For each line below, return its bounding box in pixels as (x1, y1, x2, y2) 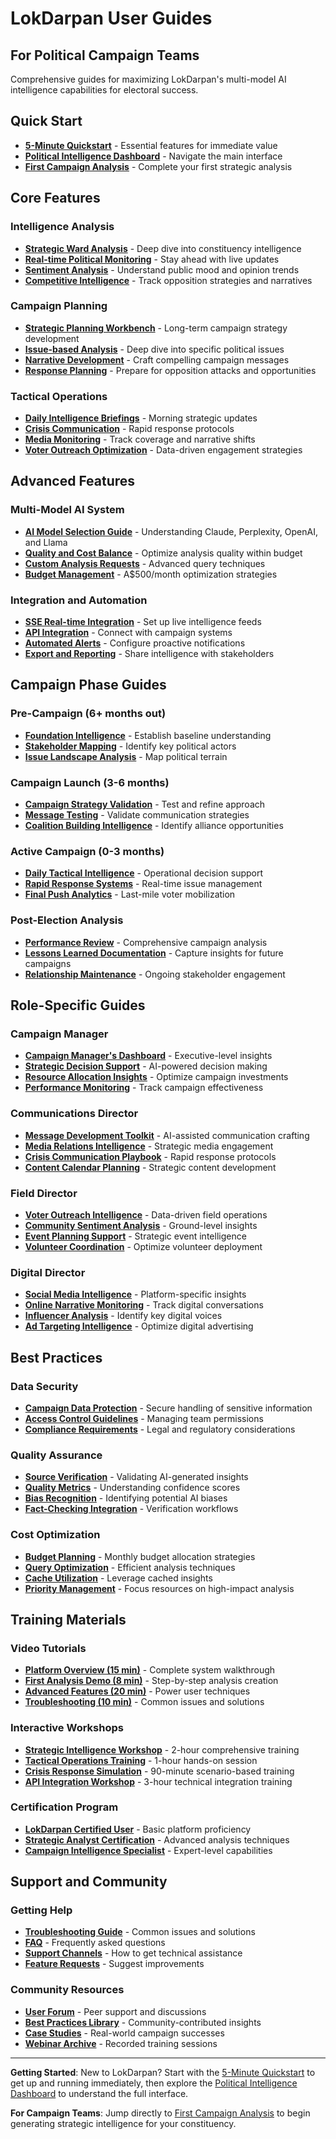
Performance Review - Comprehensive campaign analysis (24, 936, 268, 948)
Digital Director (10, 1265, 86, 1279)
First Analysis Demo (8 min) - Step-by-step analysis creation (24, 1675, 279, 1687)
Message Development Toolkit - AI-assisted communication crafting (24, 1129, 310, 1141)
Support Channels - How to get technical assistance (24, 1947, 243, 1959)
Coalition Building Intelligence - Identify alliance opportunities (24, 820, 284, 832)
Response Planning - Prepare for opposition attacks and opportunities (24, 364, 317, 376)
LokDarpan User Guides (10, 7, 213, 30)
